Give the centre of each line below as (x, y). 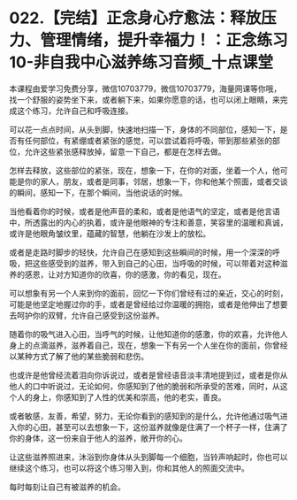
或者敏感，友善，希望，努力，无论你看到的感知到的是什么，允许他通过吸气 (145, 416)
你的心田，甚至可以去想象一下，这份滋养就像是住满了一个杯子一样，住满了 (152, 427)
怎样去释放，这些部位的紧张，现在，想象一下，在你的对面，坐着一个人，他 (145, 170)
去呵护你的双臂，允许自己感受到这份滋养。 (87, 315)
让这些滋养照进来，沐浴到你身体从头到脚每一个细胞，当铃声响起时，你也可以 (148, 457)
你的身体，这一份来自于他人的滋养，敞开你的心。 (98, 438)
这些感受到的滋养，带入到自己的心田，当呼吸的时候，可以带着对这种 (156, 263)
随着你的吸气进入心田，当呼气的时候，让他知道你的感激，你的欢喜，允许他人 (148, 334)
